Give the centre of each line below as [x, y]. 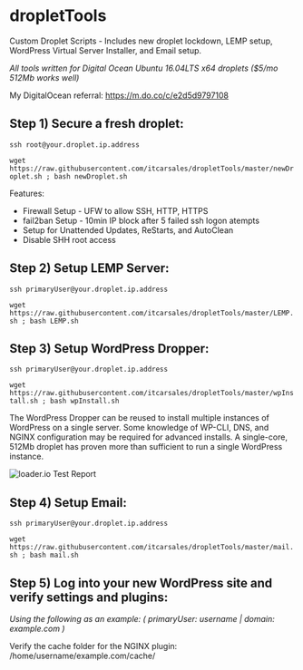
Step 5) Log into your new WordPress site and [141, 583]
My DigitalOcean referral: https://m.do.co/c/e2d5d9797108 [119, 95]
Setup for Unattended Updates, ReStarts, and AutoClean [128, 230]
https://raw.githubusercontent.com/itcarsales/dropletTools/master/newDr [152, 169]
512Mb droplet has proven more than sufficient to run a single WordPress [146, 447]
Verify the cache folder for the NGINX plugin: [93, 646]
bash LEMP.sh [54, 321]
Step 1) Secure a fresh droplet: [97, 124]
